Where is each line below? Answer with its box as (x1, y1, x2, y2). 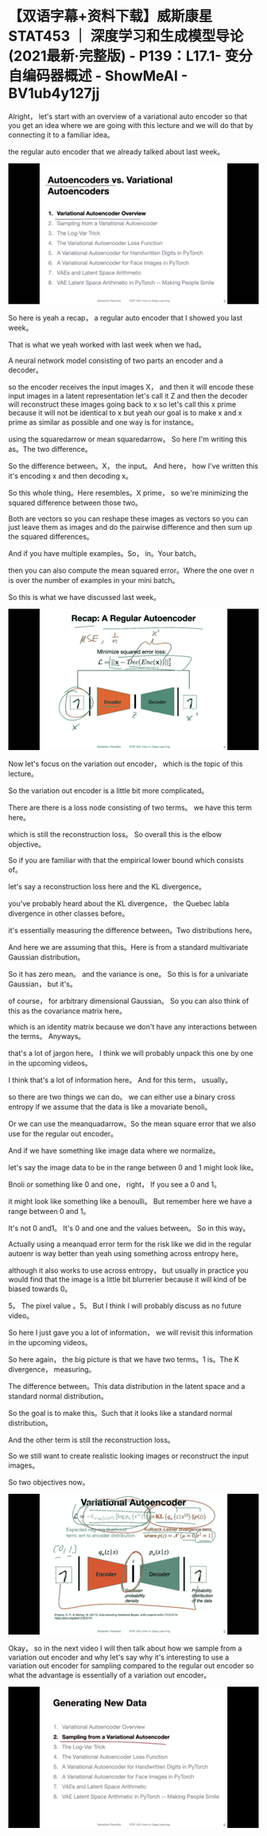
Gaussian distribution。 (8, 952, 85, 962)
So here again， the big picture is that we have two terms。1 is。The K (8, 1354, 240, 1364)
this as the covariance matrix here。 (8, 1006, 127, 1015)
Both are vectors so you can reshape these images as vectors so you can (8, 514, 249, 523)
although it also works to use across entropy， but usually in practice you (8, 1266, 249, 1275)
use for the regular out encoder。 (8, 1129, 118, 1138)
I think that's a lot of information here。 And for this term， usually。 (8, 1075, 233, 1084)
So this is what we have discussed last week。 (8, 593, 161, 602)
